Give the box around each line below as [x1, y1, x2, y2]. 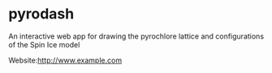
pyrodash [8, 5, 75, 23]
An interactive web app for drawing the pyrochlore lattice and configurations [8, 31, 265, 41]
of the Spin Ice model [8, 39, 80, 49]
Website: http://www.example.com [8, 55, 123, 65]
